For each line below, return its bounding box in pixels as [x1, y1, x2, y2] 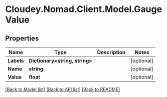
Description [97, 49, 126, 55]
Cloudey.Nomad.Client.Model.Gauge [5, 3, 162, 15]
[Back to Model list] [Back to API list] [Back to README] [5, 86, 120, 92]
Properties [5, 34, 39, 42]
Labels [8, 57, 24, 64]
